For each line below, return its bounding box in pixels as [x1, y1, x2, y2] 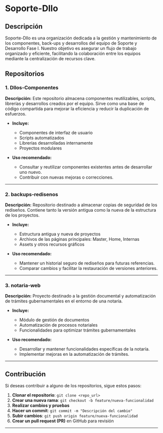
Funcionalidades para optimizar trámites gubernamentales [19, 327, 136, 333]
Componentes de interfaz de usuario [19, 130, 93, 135]
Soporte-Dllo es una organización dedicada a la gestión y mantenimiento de [5, 35, 157, 41]
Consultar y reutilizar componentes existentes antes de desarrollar [19, 164, 153, 170]
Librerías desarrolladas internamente [19, 140, 93, 146]
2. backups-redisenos [5, 191, 58, 198]
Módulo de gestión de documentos [19, 317, 90, 323]
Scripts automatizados [19, 134, 65, 141]
